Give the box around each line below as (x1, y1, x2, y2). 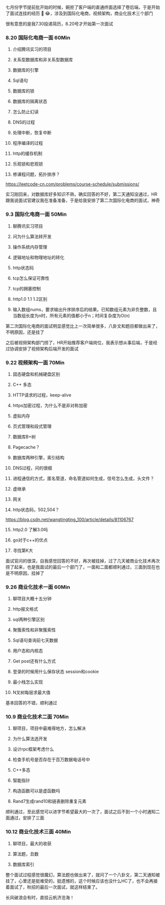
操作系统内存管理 (12, 244, 47, 250)
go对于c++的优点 (12, 537, 48, 543)
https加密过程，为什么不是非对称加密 (12, 402, 88, 408)
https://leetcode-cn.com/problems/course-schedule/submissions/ (5, 181, 140, 187)
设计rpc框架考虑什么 (12, 746, 54, 752)
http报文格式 (12, 606, 38, 612)
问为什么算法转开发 (12, 233, 52, 239)
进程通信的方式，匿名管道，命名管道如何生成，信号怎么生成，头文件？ (12, 475, 155, 481)
